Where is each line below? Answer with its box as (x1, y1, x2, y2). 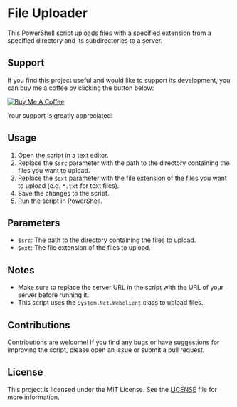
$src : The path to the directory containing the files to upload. (17, 236, 196, 244)
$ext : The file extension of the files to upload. (17, 243, 151, 252)
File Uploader (7, 5, 88, 21)
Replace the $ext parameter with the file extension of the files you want (17, 174, 228, 182)
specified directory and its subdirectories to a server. (7, 36, 163, 44)
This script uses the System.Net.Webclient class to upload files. (17, 298, 204, 307)
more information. (7, 393, 60, 401)
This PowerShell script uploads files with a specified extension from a (7, 29, 211, 37)
